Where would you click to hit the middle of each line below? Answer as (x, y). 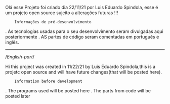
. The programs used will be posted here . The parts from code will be (78, 91)
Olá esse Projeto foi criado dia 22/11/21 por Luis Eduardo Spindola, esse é (82, 7)
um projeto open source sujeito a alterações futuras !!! (62, 13)
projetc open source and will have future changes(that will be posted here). (83, 72)
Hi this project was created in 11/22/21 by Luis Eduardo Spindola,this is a (80, 66)
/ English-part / (20, 57)
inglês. (12, 42)
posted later (18, 96)
